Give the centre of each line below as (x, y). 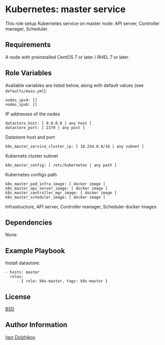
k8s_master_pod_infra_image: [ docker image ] (55, 184)
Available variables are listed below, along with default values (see (74, 85)
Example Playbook (35, 251)
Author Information (36, 325)
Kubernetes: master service (65, 9)
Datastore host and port (30, 137)
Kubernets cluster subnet (32, 155)
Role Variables (28, 73)
